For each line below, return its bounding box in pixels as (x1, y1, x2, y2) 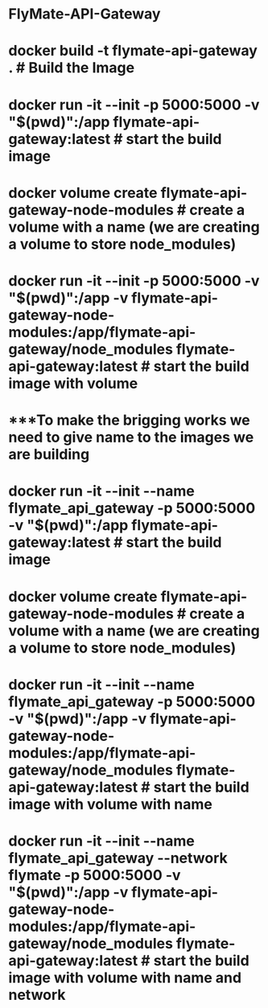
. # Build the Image (8, 59, 135, 77)
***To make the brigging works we (8, 411, 251, 430)
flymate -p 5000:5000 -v (8, 866, 181, 884)
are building (8, 446, 90, 463)
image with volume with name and (8, 969, 242, 986)
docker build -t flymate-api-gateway (8, 42, 258, 60)
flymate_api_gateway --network (8, 849, 228, 867)
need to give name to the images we (8, 428, 254, 446)
